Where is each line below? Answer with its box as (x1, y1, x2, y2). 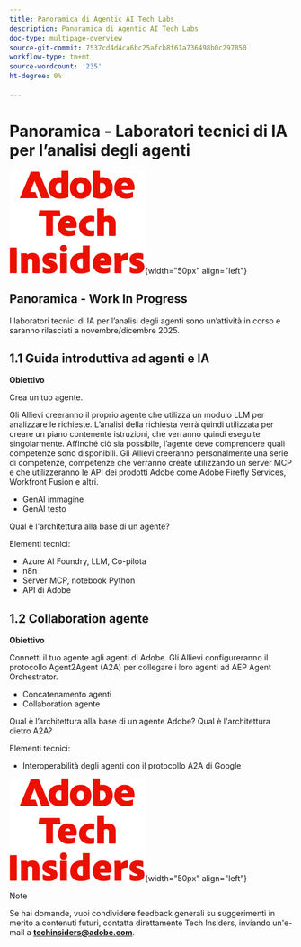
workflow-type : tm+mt (9, 52, 91, 62)
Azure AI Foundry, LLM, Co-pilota (22, 556, 146, 567)
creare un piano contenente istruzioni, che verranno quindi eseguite (9, 429, 261, 440)
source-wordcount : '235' (9, 62, 102, 71)
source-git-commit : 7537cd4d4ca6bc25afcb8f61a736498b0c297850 (9, 43, 247, 52)
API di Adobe (22, 585, 72, 596)
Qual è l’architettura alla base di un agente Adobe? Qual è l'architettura (9, 716, 271, 727)
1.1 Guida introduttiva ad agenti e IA (9, 351, 210, 366)
